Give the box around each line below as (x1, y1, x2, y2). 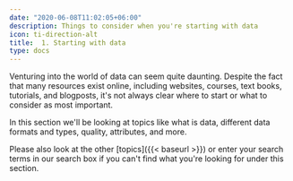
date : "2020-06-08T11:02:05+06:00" (9, 13, 142, 22)
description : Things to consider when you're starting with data (9, 22, 258, 30)
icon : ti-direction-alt (9, 30, 99, 39)
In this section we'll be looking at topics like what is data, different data (9, 117, 271, 128)
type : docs (9, 47, 50, 56)
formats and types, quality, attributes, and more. (9, 126, 187, 137)
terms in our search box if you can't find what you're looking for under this (9, 153, 284, 164)
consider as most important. (9, 99, 114, 110)
